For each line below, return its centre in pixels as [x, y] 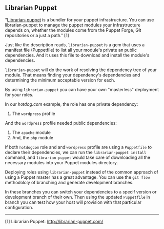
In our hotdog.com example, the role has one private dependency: [72, 104]
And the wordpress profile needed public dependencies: [61, 123]
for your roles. [19, 95]
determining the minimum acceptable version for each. [60, 80]
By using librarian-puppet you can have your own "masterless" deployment [82, 89]
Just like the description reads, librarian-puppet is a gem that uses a [75, 45]
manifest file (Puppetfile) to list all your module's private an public [71, 50]
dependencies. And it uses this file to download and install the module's [77, 55]
